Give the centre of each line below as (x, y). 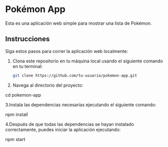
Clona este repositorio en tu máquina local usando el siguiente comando (88, 61)
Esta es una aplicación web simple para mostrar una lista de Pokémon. (79, 23)
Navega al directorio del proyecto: (48, 85)
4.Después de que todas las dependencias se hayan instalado (70, 124)
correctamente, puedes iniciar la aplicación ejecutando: (63, 129)
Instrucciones (27, 39)
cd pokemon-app (23, 95)
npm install (17, 114)
